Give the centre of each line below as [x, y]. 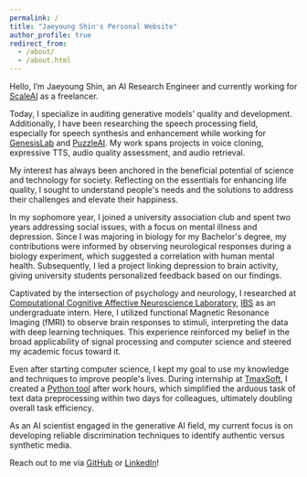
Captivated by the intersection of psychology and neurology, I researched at [153, 293]
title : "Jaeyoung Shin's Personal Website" [94, 26]
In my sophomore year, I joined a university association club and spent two [150, 217]
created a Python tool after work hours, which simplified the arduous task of [153, 388]
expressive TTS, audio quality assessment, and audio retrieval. [127, 153]
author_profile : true [51, 35]
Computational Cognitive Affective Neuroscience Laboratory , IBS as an [143, 303]
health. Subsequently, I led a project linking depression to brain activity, [144, 265]
